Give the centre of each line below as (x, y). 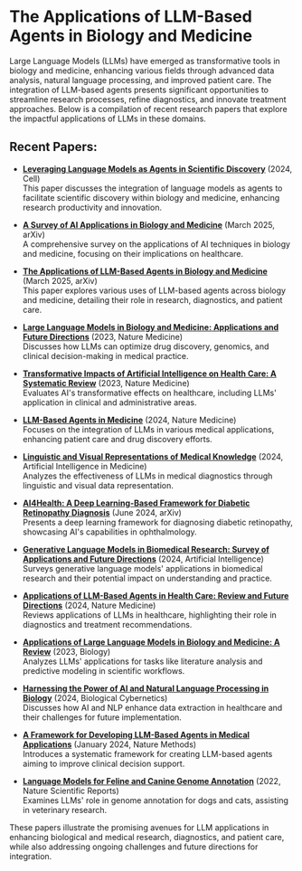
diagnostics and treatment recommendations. (107, 624)
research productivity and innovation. (92, 207)
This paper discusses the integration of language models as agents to (152, 188)
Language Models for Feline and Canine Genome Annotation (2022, (151, 781)
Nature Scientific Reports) (71, 791)
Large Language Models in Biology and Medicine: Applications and (151, 327)
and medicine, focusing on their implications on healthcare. (133, 253)
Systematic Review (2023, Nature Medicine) (106, 383)
